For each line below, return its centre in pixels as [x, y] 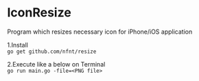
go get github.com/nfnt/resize [52, 51]
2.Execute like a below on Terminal [56, 64]
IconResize [39, 13]
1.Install [18, 45]
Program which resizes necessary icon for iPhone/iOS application [100, 32]
